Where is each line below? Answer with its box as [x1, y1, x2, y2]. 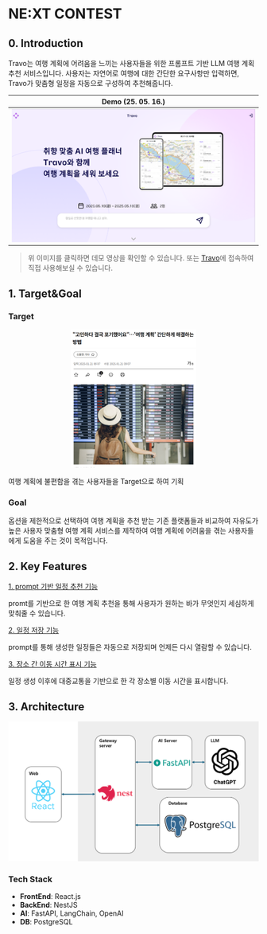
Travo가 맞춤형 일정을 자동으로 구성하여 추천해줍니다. [8, 79, 173, 88]
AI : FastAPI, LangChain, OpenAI [19, 909, 125, 918]
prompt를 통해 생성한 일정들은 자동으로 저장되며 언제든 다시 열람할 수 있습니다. [8, 643, 253, 652]
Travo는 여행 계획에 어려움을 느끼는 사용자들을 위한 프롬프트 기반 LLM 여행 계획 [8, 59, 255, 68]
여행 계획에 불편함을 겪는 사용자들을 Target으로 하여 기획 [8, 477, 184, 487]
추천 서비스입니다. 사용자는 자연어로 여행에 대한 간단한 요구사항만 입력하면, [8, 68, 240, 78]
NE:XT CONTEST [8, 5, 122, 23]
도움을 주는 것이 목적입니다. [22, 536, 109, 545]
